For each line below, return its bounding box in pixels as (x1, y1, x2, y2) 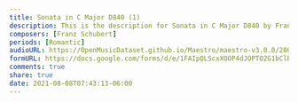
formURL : (9, 54, 42, 63)
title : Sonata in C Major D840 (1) (9, 12, 141, 22)
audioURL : (9, 46, 46, 55)
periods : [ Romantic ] (9, 37, 86, 47)
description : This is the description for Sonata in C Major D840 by (9, 21, 272, 30)
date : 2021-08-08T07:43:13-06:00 (9, 79, 133, 88)
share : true (9, 71, 53, 80)
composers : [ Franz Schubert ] (9, 29, 117, 38)
